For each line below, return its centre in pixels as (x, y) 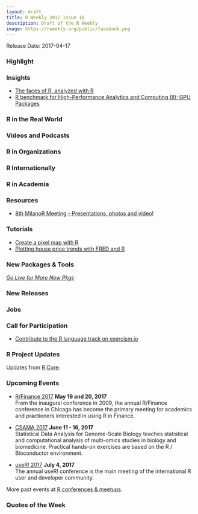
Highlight (20, 62)
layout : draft (24, 12)
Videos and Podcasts (38, 135)
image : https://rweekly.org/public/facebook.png (68, 29)
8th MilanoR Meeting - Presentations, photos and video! (84, 214)
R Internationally (31, 168)
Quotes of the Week (36, 505)
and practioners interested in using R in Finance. (75, 416)
